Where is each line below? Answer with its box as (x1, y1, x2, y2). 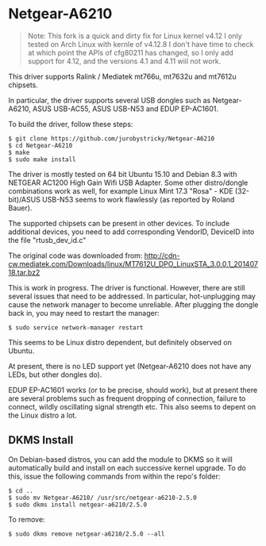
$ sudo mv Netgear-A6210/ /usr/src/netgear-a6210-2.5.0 (8, 494, 197, 502)
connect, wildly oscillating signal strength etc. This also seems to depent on (8, 402, 256, 411)
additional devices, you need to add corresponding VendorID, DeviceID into (8, 227, 255, 236)
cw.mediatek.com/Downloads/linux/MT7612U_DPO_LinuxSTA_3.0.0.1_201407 (8, 259, 258, 268)
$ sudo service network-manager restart (8, 323, 145, 332)
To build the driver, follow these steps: (8, 119, 133, 129)
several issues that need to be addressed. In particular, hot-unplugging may (8, 291, 256, 301)
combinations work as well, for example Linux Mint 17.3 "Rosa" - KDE (8, 186, 233, 195)
